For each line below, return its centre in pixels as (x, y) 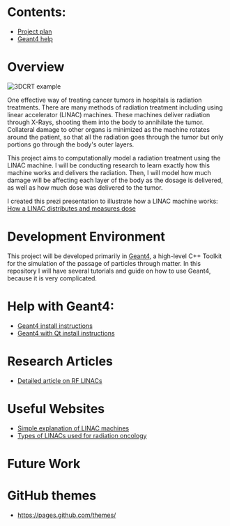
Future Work (44, 464)
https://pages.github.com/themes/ (67, 515)
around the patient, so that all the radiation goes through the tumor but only (115, 137)
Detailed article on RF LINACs (60, 380)
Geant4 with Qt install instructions (66, 333)
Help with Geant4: (61, 306)
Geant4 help (35, 38)
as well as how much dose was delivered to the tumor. (85, 187)
